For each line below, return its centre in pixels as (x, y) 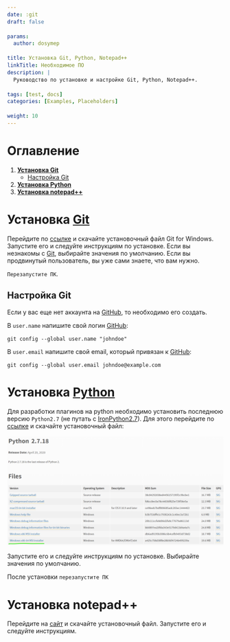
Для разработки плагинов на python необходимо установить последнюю (115, 411)
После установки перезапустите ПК (58, 577)
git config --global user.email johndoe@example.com (84, 365)
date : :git (23, 14)
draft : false (26, 22)
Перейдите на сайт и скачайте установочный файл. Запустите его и (107, 624)
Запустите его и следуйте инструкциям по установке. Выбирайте (103, 556)
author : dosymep (36, 44)
